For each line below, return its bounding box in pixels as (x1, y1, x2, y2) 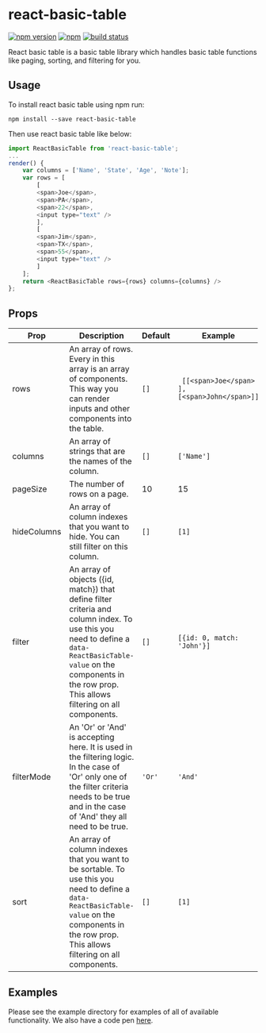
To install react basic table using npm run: (8, 99, 145, 109)
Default (141, 330, 170, 341)
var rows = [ (22, 174, 66, 182)
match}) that (69, 584, 116, 595)
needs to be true (69, 792, 131, 803)
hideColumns (12, 526, 62, 538)
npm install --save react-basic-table (8, 115, 136, 123)
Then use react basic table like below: (8, 129, 132, 138)
